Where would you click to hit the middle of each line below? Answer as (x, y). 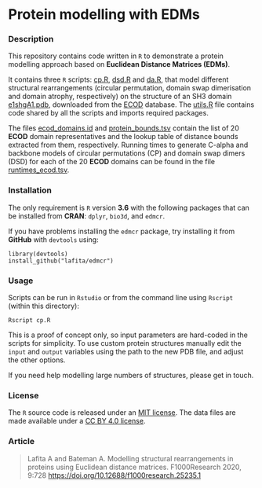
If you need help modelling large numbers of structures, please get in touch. (131, 376)
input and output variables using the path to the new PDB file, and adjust (126, 352)
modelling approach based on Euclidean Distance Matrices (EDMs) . (119, 64)
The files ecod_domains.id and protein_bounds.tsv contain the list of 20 (124, 128)
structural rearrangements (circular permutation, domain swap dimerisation (130, 88)
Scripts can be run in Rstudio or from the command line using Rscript (121, 298)
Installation (30, 190)
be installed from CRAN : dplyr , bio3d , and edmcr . (87, 216)
